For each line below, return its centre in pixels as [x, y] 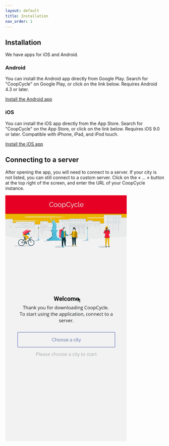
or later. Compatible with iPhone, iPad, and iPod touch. [62, 134]
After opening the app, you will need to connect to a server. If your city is [81, 172]
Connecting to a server [42, 160]
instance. [15, 188]
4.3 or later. [17, 90]
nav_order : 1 [19, 21]
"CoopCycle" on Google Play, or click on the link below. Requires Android [81, 84]
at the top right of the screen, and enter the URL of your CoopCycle [75, 183]
